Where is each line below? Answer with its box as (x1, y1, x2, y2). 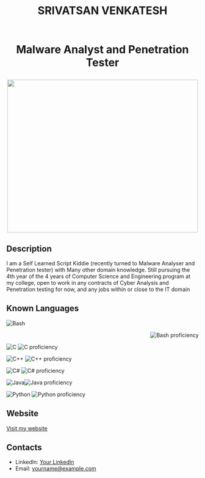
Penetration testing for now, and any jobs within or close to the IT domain (6, 285, 190, 293)
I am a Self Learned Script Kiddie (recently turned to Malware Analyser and (6, 260, 195, 267)
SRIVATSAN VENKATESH (37, 4, 168, 18)
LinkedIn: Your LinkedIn (15, 458, 74, 466)
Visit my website (6, 424, 48, 432)
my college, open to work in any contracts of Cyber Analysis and (6, 279, 169, 286)
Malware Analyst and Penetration (16, 43, 189, 57)
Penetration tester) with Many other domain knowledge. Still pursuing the (6, 267, 190, 273)
